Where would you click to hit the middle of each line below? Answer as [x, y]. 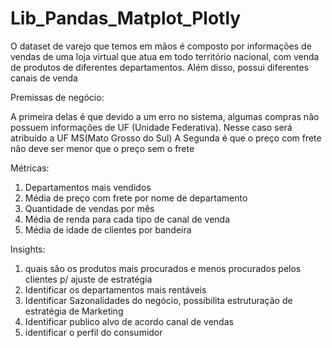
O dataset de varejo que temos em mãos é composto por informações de [161, 46]
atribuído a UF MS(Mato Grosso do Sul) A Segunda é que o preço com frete [166, 138]
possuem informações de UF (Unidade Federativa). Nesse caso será [151, 127]
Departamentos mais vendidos [88, 187]
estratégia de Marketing [74, 311]
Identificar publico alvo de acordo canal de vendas [129, 321]
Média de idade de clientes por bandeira [108, 229]
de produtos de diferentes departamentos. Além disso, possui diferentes [160, 67]
